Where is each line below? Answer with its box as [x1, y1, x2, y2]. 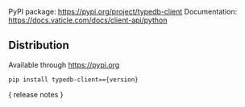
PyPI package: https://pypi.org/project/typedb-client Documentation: [8, 7, 238, 16]
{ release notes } [8, 89, 64, 99]
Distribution [8, 39, 70, 52]
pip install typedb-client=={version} [8, 76, 139, 84]
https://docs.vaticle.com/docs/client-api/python [8, 15, 168, 25]
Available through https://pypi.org [8, 60, 120, 69]
